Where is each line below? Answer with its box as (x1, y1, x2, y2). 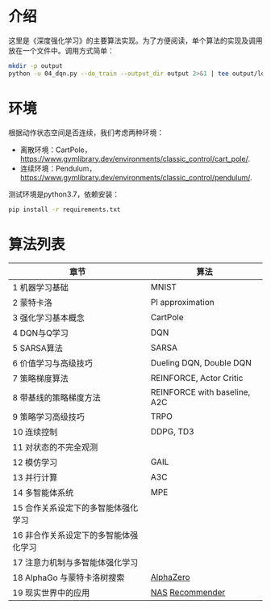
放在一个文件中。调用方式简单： (8, 45, 115, 55)
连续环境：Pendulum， (19, 163, 97, 173)
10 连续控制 (12, 426, 58, 438)
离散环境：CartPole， (19, 145, 92, 154)
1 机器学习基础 (12, 282, 69, 294)
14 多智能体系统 (12, 487, 74, 498)
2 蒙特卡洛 (12, 297, 52, 308)
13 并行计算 (12, 472, 58, 484)
